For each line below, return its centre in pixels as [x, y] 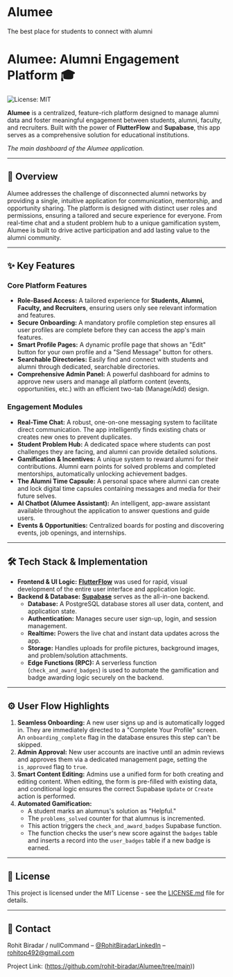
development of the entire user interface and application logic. [106, 589]
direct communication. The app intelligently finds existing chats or [111, 429]
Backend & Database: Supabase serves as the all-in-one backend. [113, 596]
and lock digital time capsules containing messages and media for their [119, 488]
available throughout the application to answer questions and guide [113, 510]
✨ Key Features [41, 266]
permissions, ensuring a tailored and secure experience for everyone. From [115, 215]
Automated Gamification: [54, 804]
